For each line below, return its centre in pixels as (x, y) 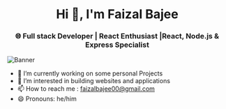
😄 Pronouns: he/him (47, 99)
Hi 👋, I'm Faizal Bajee (117, 14)
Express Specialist (117, 45)
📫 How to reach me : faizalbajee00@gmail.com (86, 89)
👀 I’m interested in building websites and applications (94, 81)
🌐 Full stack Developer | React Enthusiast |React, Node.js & (117, 36)
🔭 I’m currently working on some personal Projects (90, 73)
